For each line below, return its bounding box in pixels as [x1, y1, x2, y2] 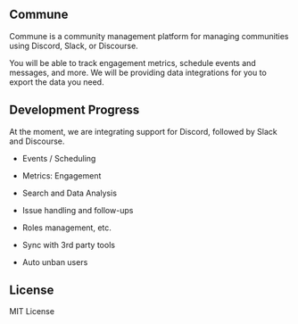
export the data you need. [9, 76, 104, 87]
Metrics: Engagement [21, 170, 102, 181]
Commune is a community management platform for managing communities [9, 30, 289, 41]
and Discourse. [9, 136, 65, 146]
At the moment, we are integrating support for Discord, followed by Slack [9, 126, 278, 137]
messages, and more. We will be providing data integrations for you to [9, 67, 268, 78]
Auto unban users [21, 256, 88, 267]
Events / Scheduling [21, 153, 96, 163]
